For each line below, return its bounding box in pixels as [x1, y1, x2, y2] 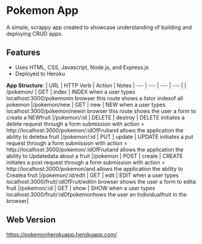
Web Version [6, 215, 56, 225]
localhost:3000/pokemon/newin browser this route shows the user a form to [6, 107, 197, 115]
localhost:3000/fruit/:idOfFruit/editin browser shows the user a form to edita [6, 178, 197, 185]
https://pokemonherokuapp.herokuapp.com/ [6, 231, 117, 238]
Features [6, 48, 41, 58]
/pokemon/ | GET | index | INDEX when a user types [6, 88, 135, 95]
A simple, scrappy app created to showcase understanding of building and [6, 24, 192, 31]
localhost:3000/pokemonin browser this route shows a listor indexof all [6, 94, 183, 101]
